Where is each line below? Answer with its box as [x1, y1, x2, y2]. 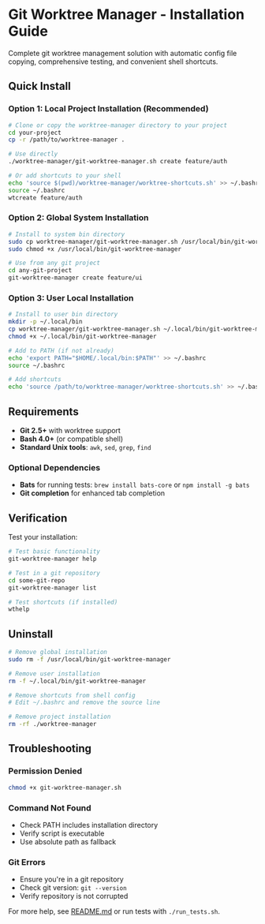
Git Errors [8, 856, 46, 867]
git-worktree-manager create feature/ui [8, 274, 144, 282]
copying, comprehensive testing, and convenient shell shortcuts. [8, 57, 218, 66]
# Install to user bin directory [8, 310, 118, 319]
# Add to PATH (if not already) [8, 346, 114, 354]
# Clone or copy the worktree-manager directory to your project [8, 121, 227, 129]
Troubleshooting [8, 742, 92, 755]
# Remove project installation [8, 713, 111, 721]
